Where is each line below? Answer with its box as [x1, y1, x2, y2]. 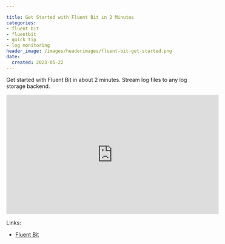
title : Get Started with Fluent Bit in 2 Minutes [6, 14, 135, 20]
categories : [6, 19, 36, 26]
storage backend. [6, 83, 50, 90]
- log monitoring [6, 42, 50, 49]
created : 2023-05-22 [12, 59, 64, 66]
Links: [6, 219, 21, 226]
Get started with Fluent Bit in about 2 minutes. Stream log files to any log [6, 76, 187, 83]
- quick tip [6, 37, 36, 43]
